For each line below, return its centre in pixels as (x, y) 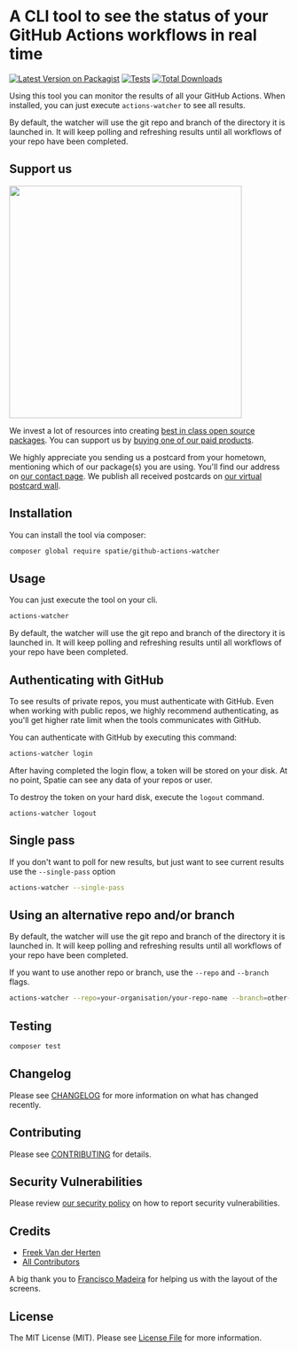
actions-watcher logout (53, 813)
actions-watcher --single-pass (67, 888)
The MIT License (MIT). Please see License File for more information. (135, 1338)
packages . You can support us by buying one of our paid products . (132, 440)
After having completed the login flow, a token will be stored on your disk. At (149, 770)
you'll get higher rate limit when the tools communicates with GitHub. (135, 719)
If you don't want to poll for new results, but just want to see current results (147, 861)
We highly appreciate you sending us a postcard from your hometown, (138, 457)
